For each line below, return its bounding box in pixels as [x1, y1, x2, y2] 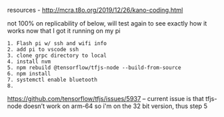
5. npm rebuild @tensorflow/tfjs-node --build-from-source [7, 64, 182, 71]
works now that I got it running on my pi [7, 27, 121, 35]
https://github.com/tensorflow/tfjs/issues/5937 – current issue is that [7, 95, 205, 102]
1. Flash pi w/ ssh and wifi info [7, 40, 107, 47]
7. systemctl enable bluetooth [7, 76, 98, 83]
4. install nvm [7, 58, 51, 65]
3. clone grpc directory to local [7, 52, 107, 59]
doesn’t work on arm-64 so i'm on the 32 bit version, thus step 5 [23, 102, 208, 110]
